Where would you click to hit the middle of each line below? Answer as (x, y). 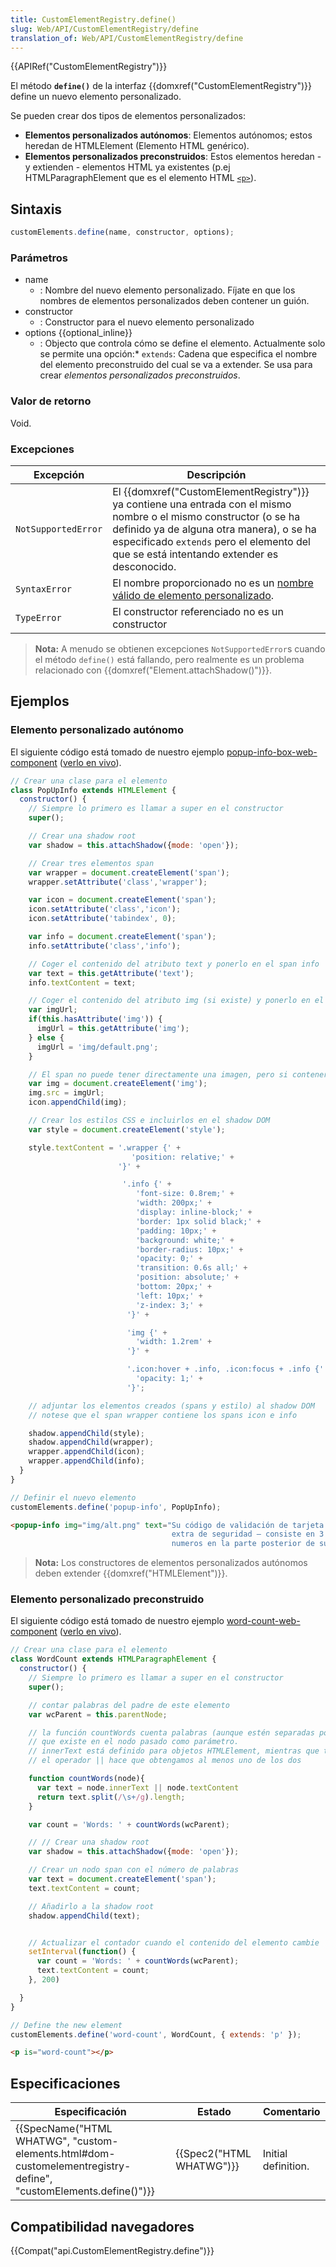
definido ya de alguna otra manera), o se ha (214, 529)
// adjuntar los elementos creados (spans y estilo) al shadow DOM (171, 1406)
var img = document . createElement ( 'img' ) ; (118, 1084)
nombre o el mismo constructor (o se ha (206, 516)
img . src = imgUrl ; (66, 1093)
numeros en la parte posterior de (243, 1544)
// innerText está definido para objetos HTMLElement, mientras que (174, 1751)
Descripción (216, 474)
